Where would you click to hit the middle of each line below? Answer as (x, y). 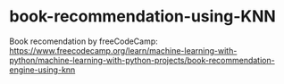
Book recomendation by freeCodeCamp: (84, 41)
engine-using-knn (42, 70)
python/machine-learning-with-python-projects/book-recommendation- (142, 60)
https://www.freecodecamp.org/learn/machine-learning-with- (123, 50)
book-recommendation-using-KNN (143, 17)
